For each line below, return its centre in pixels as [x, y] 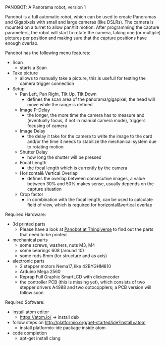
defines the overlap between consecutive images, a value [86, 178]
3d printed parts [29, 224]
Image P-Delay [35, 110]
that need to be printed [43, 235]
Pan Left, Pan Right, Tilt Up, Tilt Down [58, 94]
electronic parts [28, 261]
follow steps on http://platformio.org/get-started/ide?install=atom [79, 322]
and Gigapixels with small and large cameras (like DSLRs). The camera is [79, 22]
